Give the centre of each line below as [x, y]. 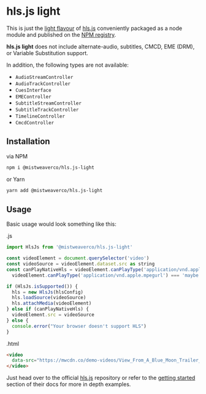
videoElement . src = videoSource [53, 315]
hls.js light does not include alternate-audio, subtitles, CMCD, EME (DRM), [101, 46]
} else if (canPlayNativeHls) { [48, 309]
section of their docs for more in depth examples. [69, 384]
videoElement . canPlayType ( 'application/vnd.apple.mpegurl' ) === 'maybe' [107, 275]
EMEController [33, 97]
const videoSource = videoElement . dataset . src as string [81, 264]
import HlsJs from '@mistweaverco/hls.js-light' [70, 247]
